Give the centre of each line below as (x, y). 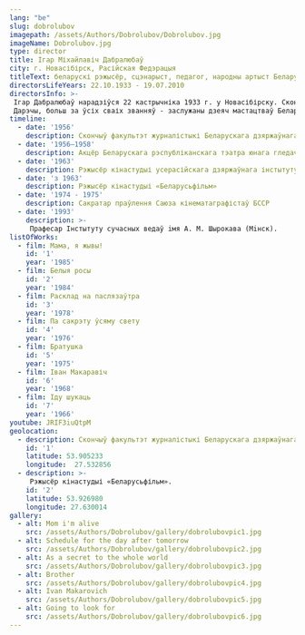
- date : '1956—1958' (56, 144)
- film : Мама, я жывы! (60, 246)
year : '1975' (50, 364)
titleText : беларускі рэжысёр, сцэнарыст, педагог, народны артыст (140, 77)
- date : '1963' (46, 161)
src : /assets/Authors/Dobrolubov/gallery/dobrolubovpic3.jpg (143, 566)
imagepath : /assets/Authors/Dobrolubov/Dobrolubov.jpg (115, 34)
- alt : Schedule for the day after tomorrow (103, 541)
